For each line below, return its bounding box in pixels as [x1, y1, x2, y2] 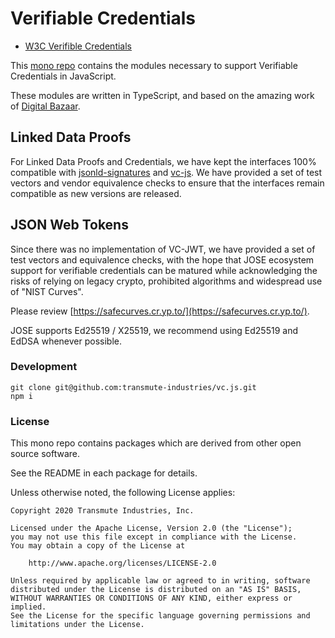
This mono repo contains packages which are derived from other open [10, 437, 302, 449]
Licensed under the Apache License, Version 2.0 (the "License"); [10, 523, 293, 534]
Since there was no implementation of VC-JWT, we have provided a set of [10, 243, 316, 255]
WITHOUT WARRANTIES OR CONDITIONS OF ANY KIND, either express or [10, 593, 293, 604]
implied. [10, 602, 47, 612]
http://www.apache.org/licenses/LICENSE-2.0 [28, 558, 217, 569]
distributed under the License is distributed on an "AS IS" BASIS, [10, 585, 302, 595]
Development [10, 360, 78, 374]
